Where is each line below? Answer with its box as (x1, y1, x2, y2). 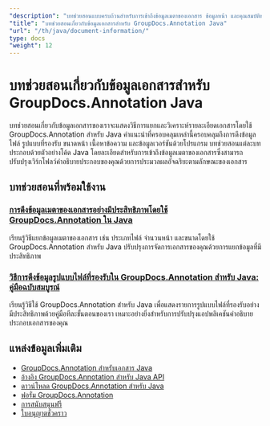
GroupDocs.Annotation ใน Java (9, 215, 133, 226)
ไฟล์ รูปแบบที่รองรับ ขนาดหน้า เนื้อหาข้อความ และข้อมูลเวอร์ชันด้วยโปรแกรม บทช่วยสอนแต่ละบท (9, 138, 261, 149)
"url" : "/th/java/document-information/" (9, 27, 150, 35)
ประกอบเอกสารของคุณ (9, 318, 69, 328)
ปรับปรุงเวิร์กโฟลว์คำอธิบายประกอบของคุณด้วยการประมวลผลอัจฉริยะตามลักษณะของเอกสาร (9, 157, 248, 166)
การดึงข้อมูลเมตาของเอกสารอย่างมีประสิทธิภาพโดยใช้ (9, 204, 168, 215)
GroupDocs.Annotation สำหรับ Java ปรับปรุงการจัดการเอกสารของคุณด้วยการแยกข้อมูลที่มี (9, 242, 262, 252)
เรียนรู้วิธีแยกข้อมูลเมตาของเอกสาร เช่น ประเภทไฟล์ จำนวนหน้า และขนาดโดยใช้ (9, 232, 216, 242)
